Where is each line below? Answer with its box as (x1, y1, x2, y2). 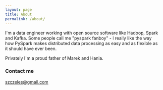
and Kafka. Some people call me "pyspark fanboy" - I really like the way (5, 35, 152, 41)
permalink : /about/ (5, 16, 46, 21)
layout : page (5, 7, 32, 12)
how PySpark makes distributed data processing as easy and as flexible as (5, 41, 158, 46)
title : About (5, 12, 32, 17)
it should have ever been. (5, 45, 57, 52)
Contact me (5, 68, 34, 75)
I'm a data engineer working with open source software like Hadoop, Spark (5, 30, 159, 36)
